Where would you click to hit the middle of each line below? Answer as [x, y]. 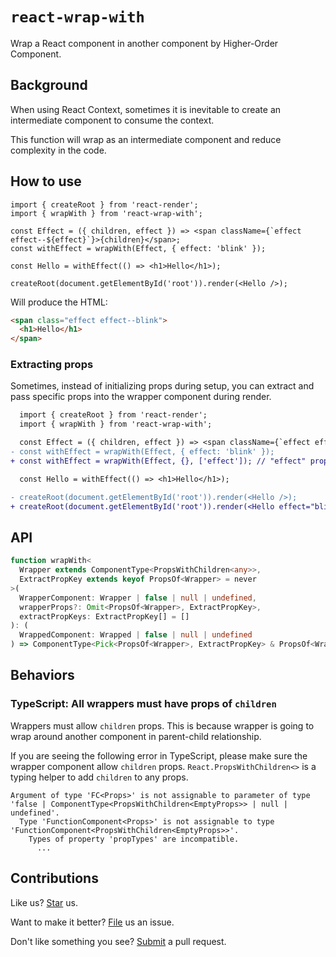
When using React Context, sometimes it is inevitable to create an [146, 109]
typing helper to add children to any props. [99, 777]
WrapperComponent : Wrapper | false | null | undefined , [138, 598]
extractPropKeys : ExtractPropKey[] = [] [104, 616]
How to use [46, 181]
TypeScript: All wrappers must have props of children [143, 704]
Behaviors [42, 675]
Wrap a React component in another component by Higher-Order [144, 43]
